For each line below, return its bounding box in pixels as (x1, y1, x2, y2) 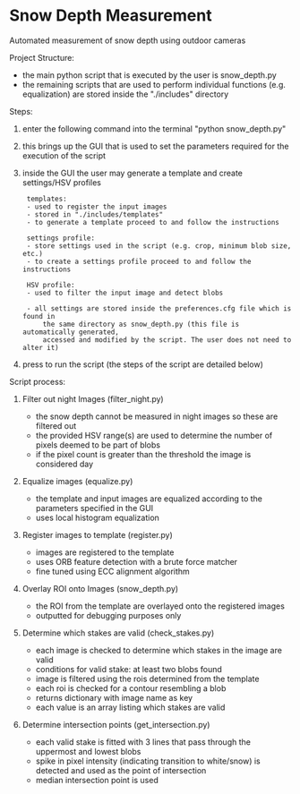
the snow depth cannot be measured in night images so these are (35, 411, 279, 422)
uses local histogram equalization (35, 512, 159, 523)
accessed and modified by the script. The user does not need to (42, 335, 292, 345)
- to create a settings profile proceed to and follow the (26, 257, 252, 266)
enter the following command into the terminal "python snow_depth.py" (21, 123, 287, 134)
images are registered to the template (35, 547, 175, 558)
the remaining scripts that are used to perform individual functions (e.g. (21, 79, 287, 90)
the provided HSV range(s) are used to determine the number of (35, 430, 273, 440)
